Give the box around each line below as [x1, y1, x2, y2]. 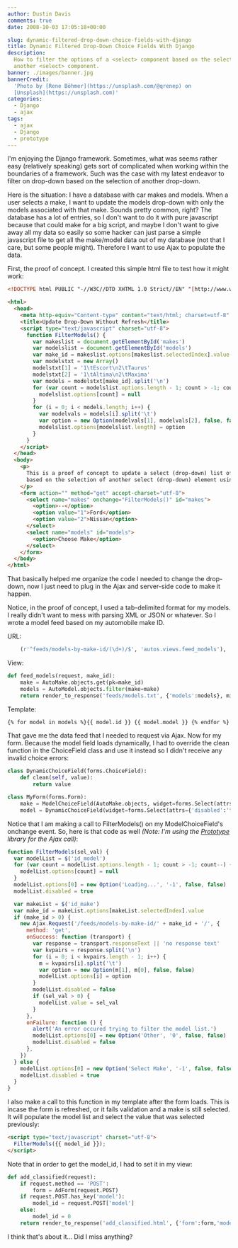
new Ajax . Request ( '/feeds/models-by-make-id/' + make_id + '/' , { [20, 920, 220, 927]
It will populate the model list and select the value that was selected [7, 1113, 205, 1121]
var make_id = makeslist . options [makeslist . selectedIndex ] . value [33, 351, 230, 358]
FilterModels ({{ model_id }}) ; [13, 1140, 106, 1147]
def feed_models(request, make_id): [7, 672, 115, 680]
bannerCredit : [7, 76, 50, 83]
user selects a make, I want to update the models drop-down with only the [7, 198, 225, 207]
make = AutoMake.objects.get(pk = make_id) [20, 679, 144, 686]
